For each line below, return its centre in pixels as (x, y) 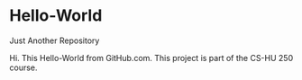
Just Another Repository (55, 40)
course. (23, 67)
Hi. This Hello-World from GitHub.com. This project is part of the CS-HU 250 (151, 58)
